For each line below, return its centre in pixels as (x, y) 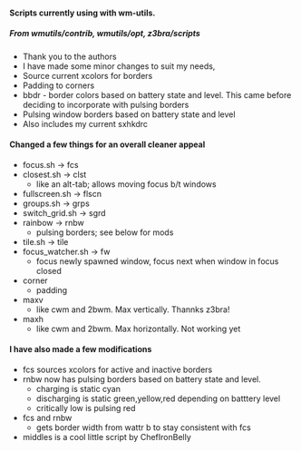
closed (49, 270)
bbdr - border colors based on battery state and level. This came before (157, 94)
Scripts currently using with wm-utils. (83, 13)
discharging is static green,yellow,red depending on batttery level (158, 398)
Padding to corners (58, 85)
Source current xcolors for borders (87, 75)
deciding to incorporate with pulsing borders (106, 104)
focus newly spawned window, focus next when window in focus (157, 261)
